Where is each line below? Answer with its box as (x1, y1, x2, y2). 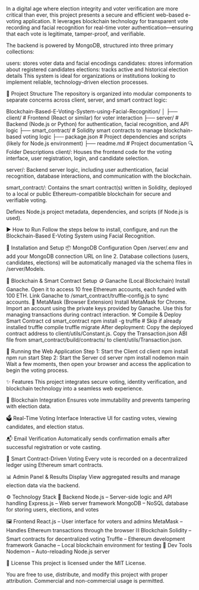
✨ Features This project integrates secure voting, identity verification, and (6, 378, 187, 385)
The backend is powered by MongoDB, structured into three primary (6, 42, 173, 49)
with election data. (6, 403, 52, 409)
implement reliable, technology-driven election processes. (6, 78, 149, 86)
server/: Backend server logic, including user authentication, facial (6, 166, 169, 173)
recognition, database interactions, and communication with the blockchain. (6, 172, 192, 179)
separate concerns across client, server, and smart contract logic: (6, 96, 168, 103)
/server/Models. (6, 266, 46, 272)
